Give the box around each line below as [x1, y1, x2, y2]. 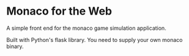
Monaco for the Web [6, 4, 113, 18]
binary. [6, 43, 24, 50]
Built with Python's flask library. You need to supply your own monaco [6, 36, 183, 43]
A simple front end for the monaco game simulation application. [6, 24, 166, 32]
